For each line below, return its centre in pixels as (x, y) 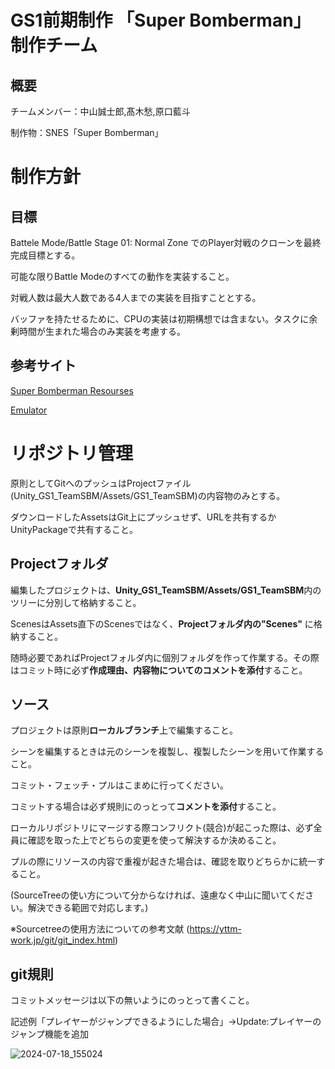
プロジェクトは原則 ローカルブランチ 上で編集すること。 (124, 730)
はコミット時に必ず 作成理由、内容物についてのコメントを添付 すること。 (159, 670)
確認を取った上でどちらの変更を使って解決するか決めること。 (154, 840)
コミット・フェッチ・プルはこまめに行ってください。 (119, 785)
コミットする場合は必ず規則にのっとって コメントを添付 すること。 (146, 807)
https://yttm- (215, 929)
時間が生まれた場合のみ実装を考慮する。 (102, 331)
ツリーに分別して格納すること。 (76, 602)
